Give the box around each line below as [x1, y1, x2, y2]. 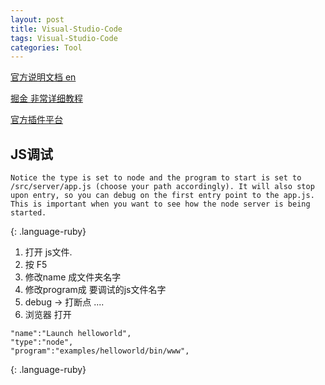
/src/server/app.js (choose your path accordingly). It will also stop [10, 182, 315, 192]
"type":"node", [10, 337, 74, 348]
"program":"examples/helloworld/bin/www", [10, 346, 190, 356]
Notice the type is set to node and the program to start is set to [10, 173, 302, 183]
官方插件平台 [10, 114, 63, 126]
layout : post [10, 14, 65, 25]
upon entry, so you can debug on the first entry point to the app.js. [10, 191, 315, 201]
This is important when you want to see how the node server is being [10, 199, 311, 210]
